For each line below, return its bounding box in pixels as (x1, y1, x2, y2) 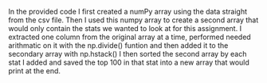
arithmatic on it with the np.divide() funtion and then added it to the (8, 41, 229, 50)
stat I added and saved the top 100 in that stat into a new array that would (8, 57, 249, 67)
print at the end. (8, 66, 61, 75)
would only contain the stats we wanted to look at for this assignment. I (8, 24, 241, 33)
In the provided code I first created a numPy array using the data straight (8, 7, 248, 16)
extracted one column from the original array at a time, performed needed (8, 32, 251, 41)
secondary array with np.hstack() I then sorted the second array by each (8, 49, 247, 58)
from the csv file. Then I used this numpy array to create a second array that (8, 15, 259, 25)
